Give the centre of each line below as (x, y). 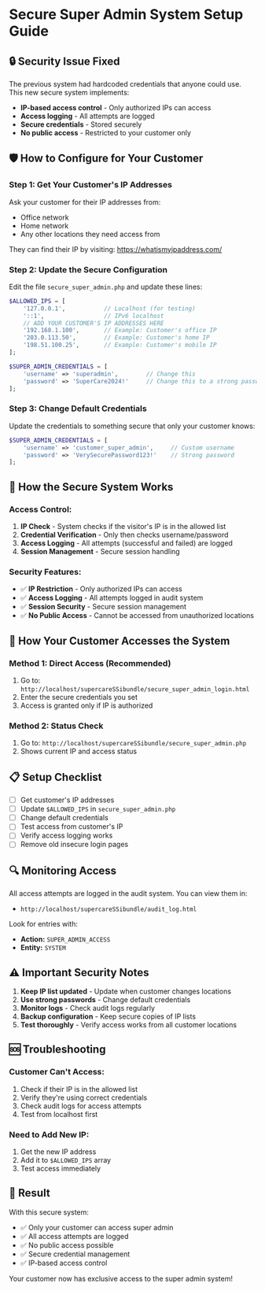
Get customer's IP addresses (67, 800)
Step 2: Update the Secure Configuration (88, 269)
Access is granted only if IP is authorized (86, 705)
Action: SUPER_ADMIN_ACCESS (65, 939)
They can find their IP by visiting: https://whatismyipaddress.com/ (116, 249)
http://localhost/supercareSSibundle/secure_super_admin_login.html (135, 689)
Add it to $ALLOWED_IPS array (66, 1160)
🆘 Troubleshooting (57, 1050)
